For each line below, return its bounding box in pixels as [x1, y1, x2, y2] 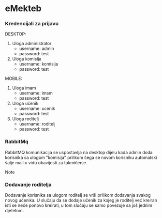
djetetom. [5, 208, 24, 214]
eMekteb [5, 3, 42, 14]
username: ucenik [19, 106, 56, 111]
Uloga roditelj [12, 116, 39, 122]
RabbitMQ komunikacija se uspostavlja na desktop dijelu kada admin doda [5, 149, 153, 155]
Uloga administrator [12, 41, 52, 47]
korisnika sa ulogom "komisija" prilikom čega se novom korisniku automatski [5, 155, 157, 160]
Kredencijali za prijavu [5, 20, 59, 27]
